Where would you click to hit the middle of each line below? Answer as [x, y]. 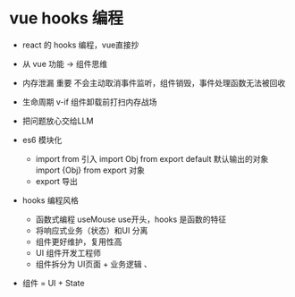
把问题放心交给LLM [58, 121]
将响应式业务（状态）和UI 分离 [92, 230]
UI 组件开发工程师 [68, 252]
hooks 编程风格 [50, 200]
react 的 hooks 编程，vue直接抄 [80, 45]
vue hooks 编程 [66, 18]
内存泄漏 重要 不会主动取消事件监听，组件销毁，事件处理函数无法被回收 [154, 82]
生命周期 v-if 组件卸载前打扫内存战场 [89, 102]
